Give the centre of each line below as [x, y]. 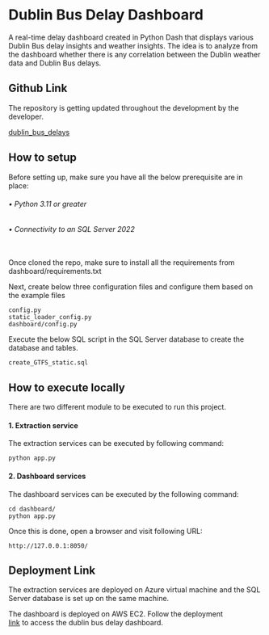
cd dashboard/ [32, 509]
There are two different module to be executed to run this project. [117, 407]
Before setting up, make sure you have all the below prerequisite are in [126, 177]
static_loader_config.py [50, 317]
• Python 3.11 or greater [48, 204]
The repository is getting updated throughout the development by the [124, 107]
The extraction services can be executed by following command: [116, 444]
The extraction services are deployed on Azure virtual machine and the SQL [134, 590]
